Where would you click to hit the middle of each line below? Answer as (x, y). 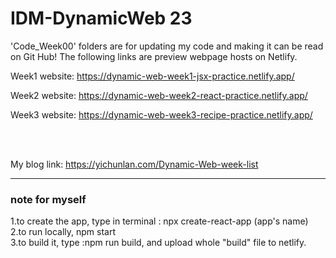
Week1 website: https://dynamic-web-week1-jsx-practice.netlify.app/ (152, 76)
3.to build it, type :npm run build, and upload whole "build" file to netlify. (158, 243)
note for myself (48, 199)
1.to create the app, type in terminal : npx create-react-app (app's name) (159, 221)
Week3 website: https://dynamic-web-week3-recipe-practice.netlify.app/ (161, 114)
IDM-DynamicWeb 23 (101, 18)
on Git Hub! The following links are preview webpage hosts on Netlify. (154, 56)
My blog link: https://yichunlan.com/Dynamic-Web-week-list (134, 164)
